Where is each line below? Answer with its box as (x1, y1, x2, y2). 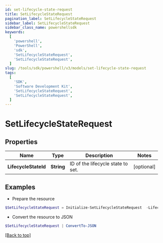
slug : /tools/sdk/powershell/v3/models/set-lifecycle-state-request (5, 66, 147, 71)
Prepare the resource (12, 195, 55, 202)
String (50, 163, 65, 170)
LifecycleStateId (7, 163, 46, 170)
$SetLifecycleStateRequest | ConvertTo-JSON (5, 223, 97, 228)
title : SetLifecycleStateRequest (5, 12, 73, 17)
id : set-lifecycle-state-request (5, 7, 73, 12)
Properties (5, 138, 38, 146)
